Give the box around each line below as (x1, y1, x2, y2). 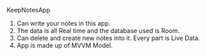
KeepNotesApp (6, 6, 50, 14)
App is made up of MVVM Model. (16, 41, 113, 49)
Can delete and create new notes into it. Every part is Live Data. (16, 34, 201, 42)
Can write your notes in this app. (16, 19, 111, 27)
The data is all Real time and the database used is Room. (16, 27, 180, 35)
